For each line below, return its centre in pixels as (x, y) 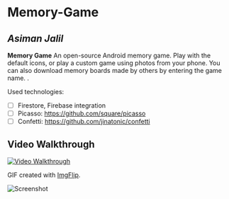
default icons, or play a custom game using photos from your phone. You (114, 63)
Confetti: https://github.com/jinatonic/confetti (84, 122)
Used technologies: (36, 92)
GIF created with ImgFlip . (44, 175)
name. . (18, 78)
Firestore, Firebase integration (62, 106)
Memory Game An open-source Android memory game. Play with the (109, 55)
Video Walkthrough (51, 144)
